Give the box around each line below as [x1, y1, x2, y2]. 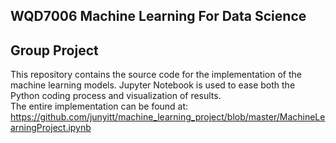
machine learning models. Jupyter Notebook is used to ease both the [10, 79, 296, 91]
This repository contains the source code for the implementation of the [10, 69, 302, 81]
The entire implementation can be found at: [10, 100, 189, 113]
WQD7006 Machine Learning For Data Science [10, 8, 307, 25]
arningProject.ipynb [10, 122, 92, 134]
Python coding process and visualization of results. [10, 90, 222, 102]
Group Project [10, 42, 99, 59]
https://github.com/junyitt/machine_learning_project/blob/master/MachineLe [10, 111, 326, 123]
